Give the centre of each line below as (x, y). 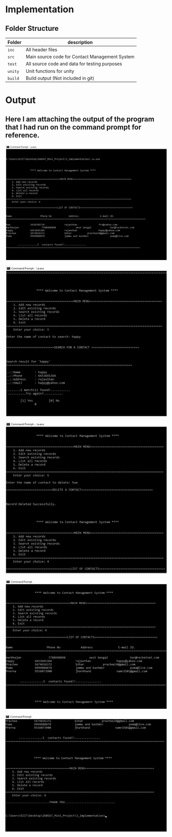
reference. (23, 135)
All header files (41, 49)
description (80, 42)
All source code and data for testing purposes (74, 64)
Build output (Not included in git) (60, 78)
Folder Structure (32, 28)
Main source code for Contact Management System (80, 57)
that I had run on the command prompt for (73, 127)
